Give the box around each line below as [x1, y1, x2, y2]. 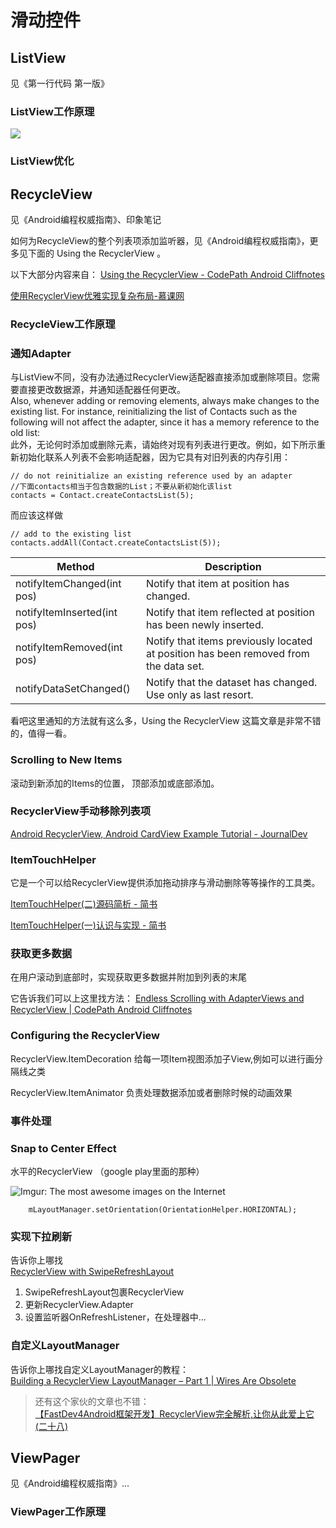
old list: [10, 427, 41, 439]
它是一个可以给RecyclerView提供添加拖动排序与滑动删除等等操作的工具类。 [10, 877, 321, 889]
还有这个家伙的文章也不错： [34, 1395, 150, 1407]
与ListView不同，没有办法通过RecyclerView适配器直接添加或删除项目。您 [10, 371, 312, 383]
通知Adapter [10, 346, 72, 360]
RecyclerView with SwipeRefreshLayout [10, 1266, 175, 1278]
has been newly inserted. [145, 618, 264, 632]
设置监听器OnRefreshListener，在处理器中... [24, 1311, 207, 1323]
